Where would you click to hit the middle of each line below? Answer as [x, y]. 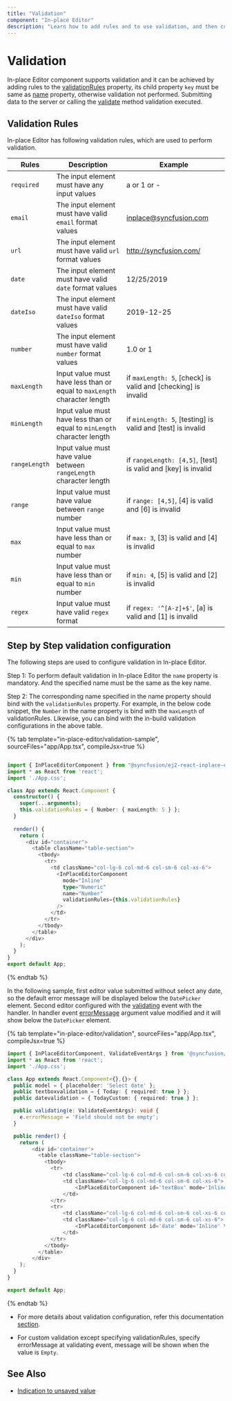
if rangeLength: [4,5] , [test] [172, 460]
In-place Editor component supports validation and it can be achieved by [110, 80]
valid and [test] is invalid [166, 428]
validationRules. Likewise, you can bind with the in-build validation [101, 718]
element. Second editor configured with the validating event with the [105, 1006]
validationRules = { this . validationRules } [122, 900]
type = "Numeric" [85, 887]
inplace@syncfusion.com [168, 218]
